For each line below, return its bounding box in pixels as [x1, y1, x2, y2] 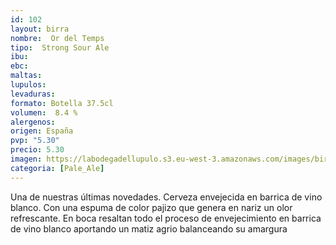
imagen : [10, 154, 43, 164]
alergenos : [10, 117, 56, 127]
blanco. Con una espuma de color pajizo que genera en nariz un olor [10, 201, 293, 213]
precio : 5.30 [10, 145, 65, 155]
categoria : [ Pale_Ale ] [10, 163, 105, 173]
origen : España [10, 126, 74, 136]
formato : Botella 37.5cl [10, 98, 114, 108]
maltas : [10, 71, 43, 81]
